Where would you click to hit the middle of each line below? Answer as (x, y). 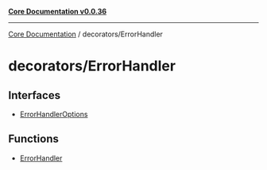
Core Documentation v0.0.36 (58, 11)
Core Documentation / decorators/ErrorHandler (85, 34)
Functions (34, 139)
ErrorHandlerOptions (54, 114)
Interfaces (35, 95)
